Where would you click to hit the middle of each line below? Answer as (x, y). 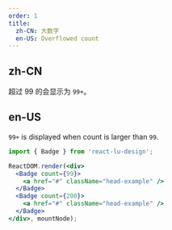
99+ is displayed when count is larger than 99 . (84, 136)
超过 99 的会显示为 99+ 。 (50, 92)
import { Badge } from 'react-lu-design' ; (81, 151)
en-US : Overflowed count (57, 38)
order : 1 (23, 16)
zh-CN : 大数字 (38, 31)
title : (19, 23)
